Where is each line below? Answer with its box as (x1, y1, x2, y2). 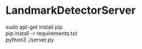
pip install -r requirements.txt (5, 29, 77, 36)
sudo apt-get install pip (5, 23, 63, 30)
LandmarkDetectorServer (5, 4, 136, 17)
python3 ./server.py (5, 36, 55, 43)
